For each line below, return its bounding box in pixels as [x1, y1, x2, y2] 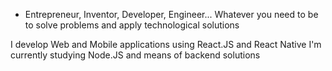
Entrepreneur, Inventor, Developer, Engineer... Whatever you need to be [24, 9, 319, 20]
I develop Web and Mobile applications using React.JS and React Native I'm [10, 39, 322, 50]
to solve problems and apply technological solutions [24, 19, 240, 31]
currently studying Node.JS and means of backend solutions [10, 49, 261, 61]
